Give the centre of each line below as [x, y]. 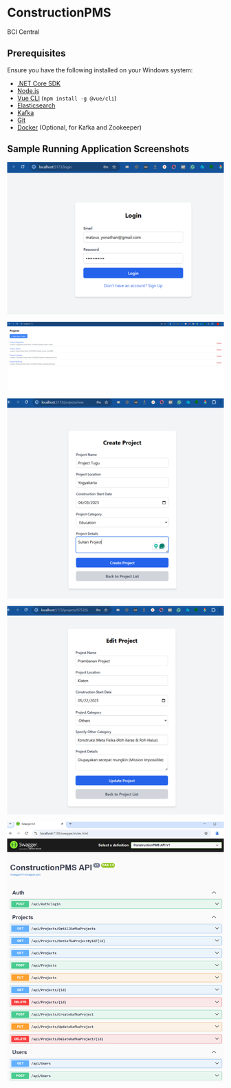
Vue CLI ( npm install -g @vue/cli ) [67, 98]
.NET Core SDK [39, 83]
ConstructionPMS [59, 13]
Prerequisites [36, 53]
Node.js [28, 90]
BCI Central [23, 32]
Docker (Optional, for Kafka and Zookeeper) [79, 127]
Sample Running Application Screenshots [98, 149]
